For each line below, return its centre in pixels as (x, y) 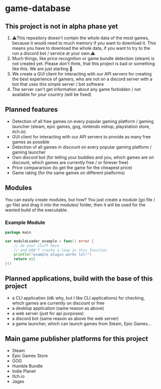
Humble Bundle (27, 366)
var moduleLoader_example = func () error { (50, 241)
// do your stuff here (37, 246)
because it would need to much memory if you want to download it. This (84, 43)
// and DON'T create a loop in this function (60, 250)
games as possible (31, 142)
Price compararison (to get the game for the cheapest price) (72, 167)
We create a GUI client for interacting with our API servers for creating (82, 74)
